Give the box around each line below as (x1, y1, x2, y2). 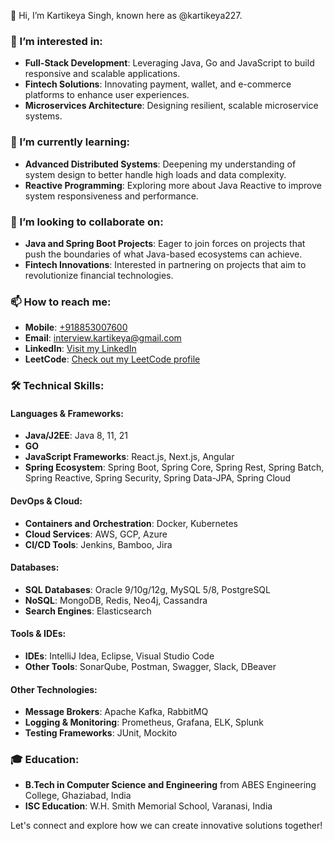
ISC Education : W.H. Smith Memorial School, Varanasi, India (24, 800, 273, 812)
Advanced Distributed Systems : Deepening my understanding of (24, 158, 297, 170)
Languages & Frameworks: (10, 407, 124, 419)
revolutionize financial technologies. (24, 269, 174, 281)
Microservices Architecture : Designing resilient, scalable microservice (24, 100, 319, 112)
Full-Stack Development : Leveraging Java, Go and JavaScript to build (24, 57, 315, 69)
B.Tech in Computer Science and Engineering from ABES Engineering (24, 779, 317, 791)
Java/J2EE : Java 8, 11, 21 (24, 430, 128, 442)
